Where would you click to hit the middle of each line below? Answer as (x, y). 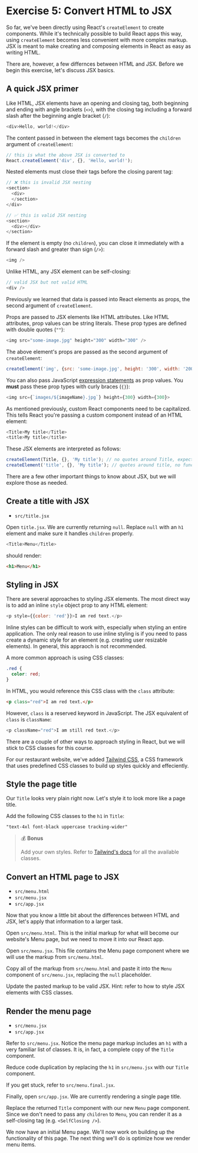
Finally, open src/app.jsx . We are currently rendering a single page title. (94, 1097)
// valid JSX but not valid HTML (47, 282)
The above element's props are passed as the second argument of (87, 352)
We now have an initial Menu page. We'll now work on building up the (90, 1132)
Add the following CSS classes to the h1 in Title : (65, 816)
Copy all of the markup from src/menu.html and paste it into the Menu (89, 968)
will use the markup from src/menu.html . (55, 957)
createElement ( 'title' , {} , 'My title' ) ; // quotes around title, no (93, 465)
